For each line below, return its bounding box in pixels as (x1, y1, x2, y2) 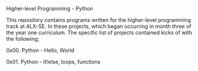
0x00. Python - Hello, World (6, 47, 75, 54)
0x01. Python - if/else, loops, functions (6, 59, 101, 65)
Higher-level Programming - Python (6, 5, 94, 12)
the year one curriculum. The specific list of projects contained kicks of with (6, 29, 193, 36)
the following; (6, 35, 40, 42)
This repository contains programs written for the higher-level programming (6, 17, 191, 23)
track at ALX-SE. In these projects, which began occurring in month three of (6, 23, 191, 30)
